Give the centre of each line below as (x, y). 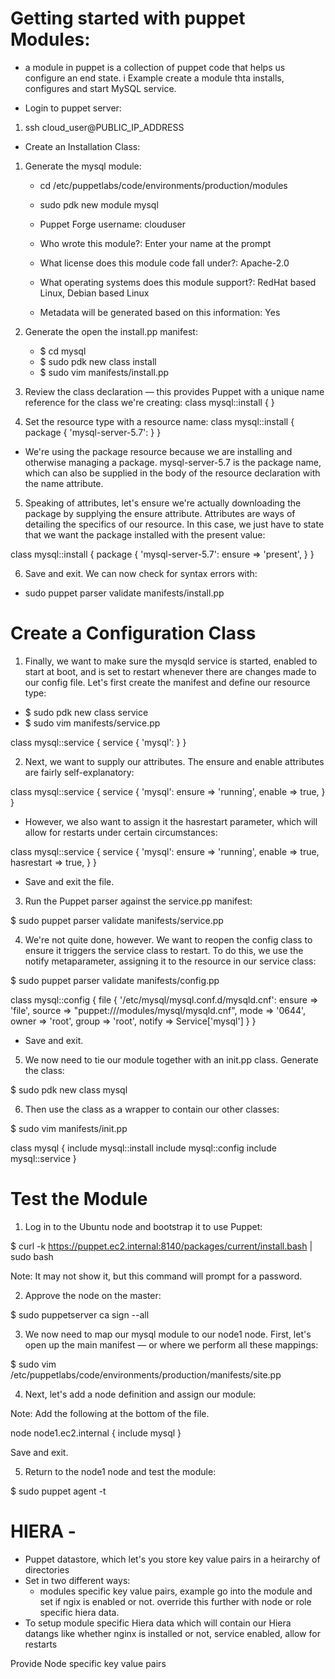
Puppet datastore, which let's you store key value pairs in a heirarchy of (172, 1559)
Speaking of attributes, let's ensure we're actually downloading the (163, 503)
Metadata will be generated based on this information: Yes (160, 312)
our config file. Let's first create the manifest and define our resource (167, 682)
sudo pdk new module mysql (99, 204)
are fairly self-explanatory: (79, 772)
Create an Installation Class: (82, 146)
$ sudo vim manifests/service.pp (92, 723)
